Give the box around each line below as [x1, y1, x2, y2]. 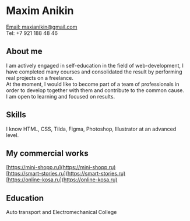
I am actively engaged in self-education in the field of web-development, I [6, 62, 184, 69]
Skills [6, 110, 26, 120]
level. [6, 131, 19, 138]
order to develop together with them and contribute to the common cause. [6, 86, 185, 94]
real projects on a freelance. [6, 74, 74, 81]
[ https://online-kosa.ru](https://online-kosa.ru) [6, 176, 118, 183]
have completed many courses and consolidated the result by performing [6, 68, 182, 75]
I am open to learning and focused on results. [6, 93, 115, 100]
